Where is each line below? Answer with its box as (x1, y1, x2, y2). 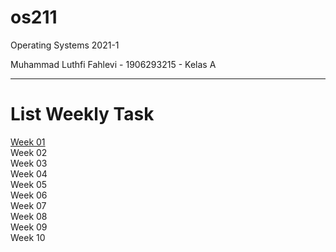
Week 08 (10, 210, 48, 222)
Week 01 (10, 136, 46, 148)
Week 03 (10, 157, 48, 169)
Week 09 (10, 221, 48, 233)
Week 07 (10, 199, 47, 211)
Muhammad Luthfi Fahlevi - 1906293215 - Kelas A (10, 58, 217, 70)
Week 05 (10, 178, 48, 190)
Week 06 (10, 189, 48, 201)
